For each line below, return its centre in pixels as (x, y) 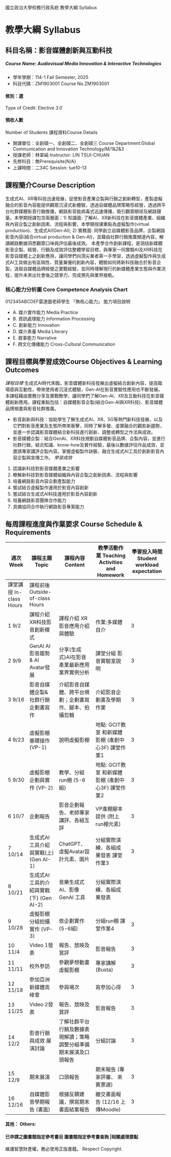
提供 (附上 (107, 816)
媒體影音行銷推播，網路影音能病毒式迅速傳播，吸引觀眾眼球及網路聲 (90, 211)
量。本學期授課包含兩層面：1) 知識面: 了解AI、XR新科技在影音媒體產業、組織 (85, 218)
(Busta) (104, 969)
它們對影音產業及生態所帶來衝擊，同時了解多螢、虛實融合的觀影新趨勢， (88, 426)
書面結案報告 (74, 1109)
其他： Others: (21, 1124)
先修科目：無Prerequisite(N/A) (44, 161)
